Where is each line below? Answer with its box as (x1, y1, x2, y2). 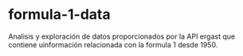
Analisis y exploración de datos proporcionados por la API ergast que (8, 32, 236, 41)
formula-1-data (8, 6, 111, 24)
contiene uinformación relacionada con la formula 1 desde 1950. (8, 39, 218, 49)
